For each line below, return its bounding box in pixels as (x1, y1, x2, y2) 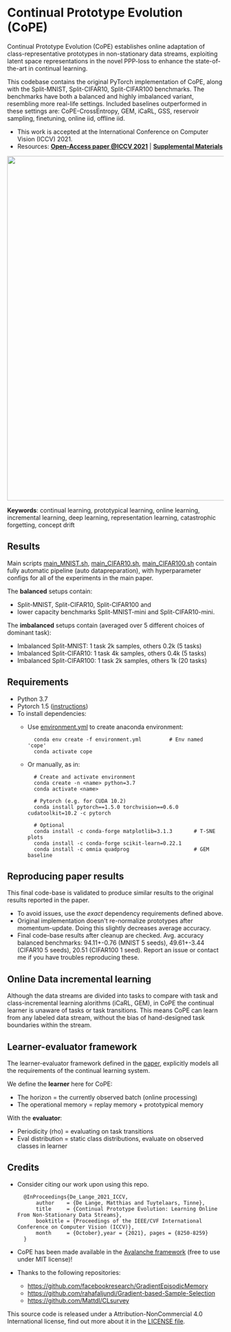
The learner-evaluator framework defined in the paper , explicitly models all (7, 1059, 219, 1067)
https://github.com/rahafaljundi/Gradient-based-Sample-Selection (27, 1289, 215, 1297)
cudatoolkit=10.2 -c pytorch (27, 810, 111, 817)
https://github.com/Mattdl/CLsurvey (27, 1296, 129, 1304)
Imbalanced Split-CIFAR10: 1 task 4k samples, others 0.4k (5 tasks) (16, 649, 207, 657)
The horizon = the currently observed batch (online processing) (16, 1094, 198, 1101)
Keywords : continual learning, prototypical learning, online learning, (7, 506, 201, 514)
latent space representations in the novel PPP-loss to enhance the (7, 57, 194, 65)
